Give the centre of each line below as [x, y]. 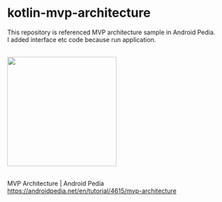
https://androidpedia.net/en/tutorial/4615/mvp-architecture [92, 191]
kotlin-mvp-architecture [79, 13]
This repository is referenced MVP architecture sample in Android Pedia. [111, 32]
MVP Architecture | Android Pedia [56, 183]
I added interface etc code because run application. [82, 39]
